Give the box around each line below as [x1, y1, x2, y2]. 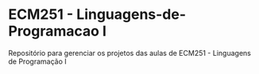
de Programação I [8, 57, 67, 66]
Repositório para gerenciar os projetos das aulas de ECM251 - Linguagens [8, 48, 252, 57]
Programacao [8, 22, 99, 40]
